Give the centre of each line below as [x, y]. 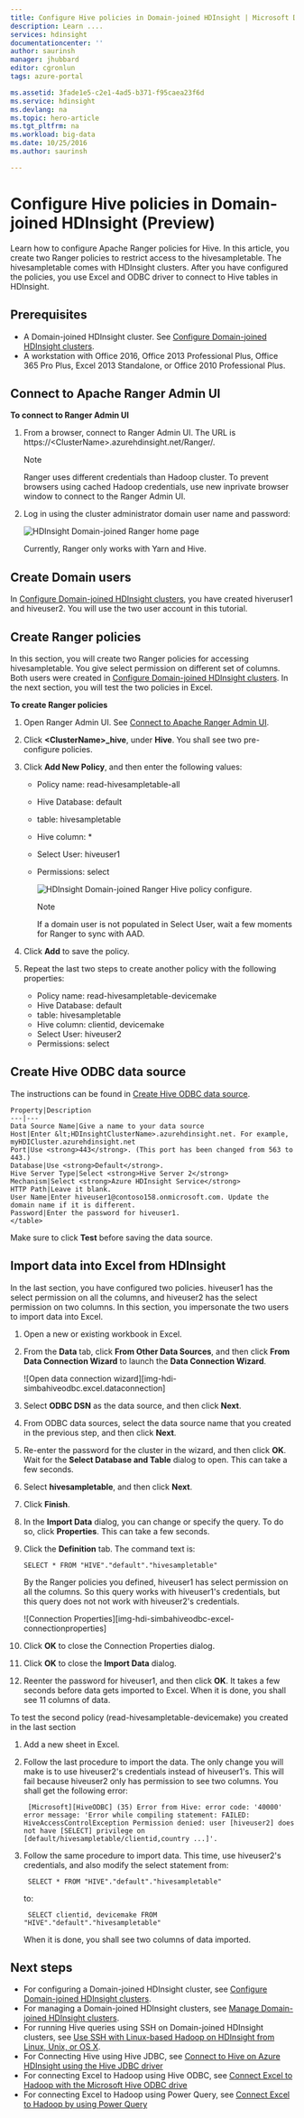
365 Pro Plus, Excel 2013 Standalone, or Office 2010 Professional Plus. [154, 365]
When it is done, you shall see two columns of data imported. [137, 1939]
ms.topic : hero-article [55, 118]
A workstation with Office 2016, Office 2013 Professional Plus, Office [151, 355]
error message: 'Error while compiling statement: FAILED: [137, 1815]
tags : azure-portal [47, 77]
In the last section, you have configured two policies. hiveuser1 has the [142, 1287]
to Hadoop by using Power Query [85, 2104]
